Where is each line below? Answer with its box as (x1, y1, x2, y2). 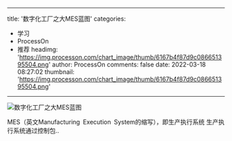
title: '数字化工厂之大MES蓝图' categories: (7, 15, 126, 23)
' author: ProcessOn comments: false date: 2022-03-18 (48, 60, 206, 68)
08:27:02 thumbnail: (17, 68, 75, 76)
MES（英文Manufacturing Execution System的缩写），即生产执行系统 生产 (7, 118, 219, 126)
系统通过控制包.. (12, 126, 60, 135)
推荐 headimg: (17, 46, 59, 53)
